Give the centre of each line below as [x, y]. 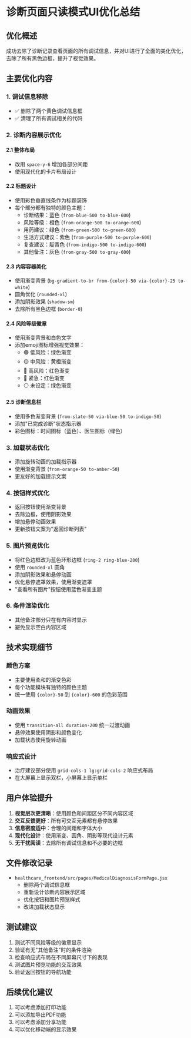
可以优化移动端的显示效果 [46, 1029]
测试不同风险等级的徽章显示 [48, 942]
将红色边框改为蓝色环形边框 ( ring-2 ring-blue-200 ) [77, 559]
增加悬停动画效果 [35, 522]
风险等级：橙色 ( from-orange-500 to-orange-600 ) [82, 223]
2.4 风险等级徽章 [26, 323]
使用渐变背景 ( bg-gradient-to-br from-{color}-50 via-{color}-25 [95, 281]
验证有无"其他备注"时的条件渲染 [53, 950]
